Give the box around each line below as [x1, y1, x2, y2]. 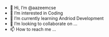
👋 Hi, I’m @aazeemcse [9, 5, 56, 10]
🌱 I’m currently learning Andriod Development [9, 15, 104, 21]
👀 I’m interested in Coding [9, 10, 63, 16]
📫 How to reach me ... [9, 26, 56, 32]
